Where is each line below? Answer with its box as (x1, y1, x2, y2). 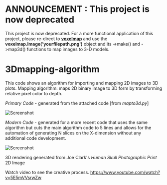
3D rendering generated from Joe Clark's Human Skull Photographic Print (5, 154, 157, 160)
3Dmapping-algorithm (5, 63, 100, 75)
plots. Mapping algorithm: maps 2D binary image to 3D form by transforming (5, 85, 163, 91)
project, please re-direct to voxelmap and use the (5, 36, 108, 42)
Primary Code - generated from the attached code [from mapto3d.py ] (5, 100, 149, 106)
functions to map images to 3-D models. (26, 46, 110, 52)
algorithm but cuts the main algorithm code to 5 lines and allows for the (5, 124, 152, 130)
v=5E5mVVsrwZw (5, 175, 42, 181)
